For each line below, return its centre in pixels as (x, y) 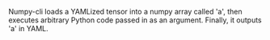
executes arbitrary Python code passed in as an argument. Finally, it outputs (135, 20)
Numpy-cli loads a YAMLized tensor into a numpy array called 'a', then (125, 12)
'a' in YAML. (28, 28)
